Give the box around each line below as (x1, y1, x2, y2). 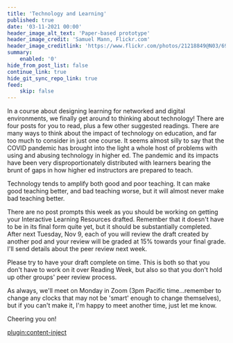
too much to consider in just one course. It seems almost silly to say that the (7, 136, 225, 145)
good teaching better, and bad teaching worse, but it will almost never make (7, 187, 224, 196)
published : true (7, 17, 54, 24)
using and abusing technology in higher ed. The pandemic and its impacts (7, 151, 219, 160)
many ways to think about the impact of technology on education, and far (7, 129, 217, 138)
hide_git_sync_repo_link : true (7, 74, 98, 82)
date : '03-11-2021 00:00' (7, 23, 82, 30)
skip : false (19, 88, 54, 95)
